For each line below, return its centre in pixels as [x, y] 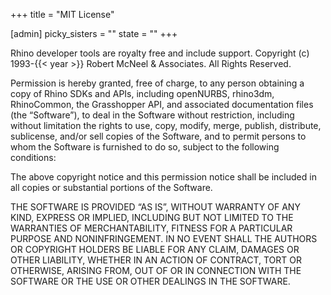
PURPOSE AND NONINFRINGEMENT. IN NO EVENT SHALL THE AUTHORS [164, 238]
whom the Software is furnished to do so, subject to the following [145, 147]
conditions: [33, 157]
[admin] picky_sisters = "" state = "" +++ [94, 33]
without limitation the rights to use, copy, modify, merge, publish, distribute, [166, 125]
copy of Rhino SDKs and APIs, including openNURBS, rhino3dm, [142, 93]
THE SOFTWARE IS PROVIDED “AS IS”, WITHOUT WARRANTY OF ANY [155, 207]
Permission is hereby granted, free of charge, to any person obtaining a [157, 83]
